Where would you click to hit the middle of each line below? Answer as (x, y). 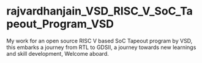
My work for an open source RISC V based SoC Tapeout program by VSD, (99, 41)
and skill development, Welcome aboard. (58, 53)
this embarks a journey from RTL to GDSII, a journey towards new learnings (101, 47)
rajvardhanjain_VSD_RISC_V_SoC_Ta (99, 11)
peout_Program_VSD (60, 24)
